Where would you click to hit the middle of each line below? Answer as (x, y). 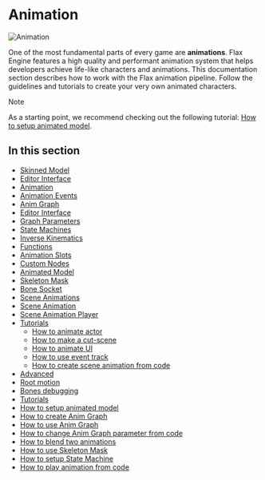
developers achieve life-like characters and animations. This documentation (133, 69)
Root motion (40, 382)
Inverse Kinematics (51, 238)
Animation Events (49, 195)
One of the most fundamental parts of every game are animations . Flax (126, 52)
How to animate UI (62, 348)
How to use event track (70, 356)
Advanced (37, 374)
